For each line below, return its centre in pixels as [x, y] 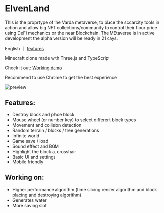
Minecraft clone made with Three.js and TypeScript [57, 58]
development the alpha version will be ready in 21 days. [62, 38]
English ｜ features [24, 48]
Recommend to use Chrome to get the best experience [61, 77]
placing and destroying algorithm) [47, 195]
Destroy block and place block [43, 114]
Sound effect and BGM [36, 146]
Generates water [29, 200]
